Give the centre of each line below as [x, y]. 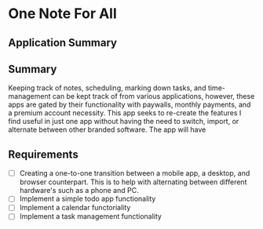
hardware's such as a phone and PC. [79, 191]
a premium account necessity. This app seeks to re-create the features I [125, 113]
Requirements [43, 154]
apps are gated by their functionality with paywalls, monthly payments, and [130, 105]
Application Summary [63, 43]
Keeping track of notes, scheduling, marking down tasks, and [107, 88]
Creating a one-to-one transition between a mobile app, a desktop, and [135, 173]
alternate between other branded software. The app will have [107, 129]
